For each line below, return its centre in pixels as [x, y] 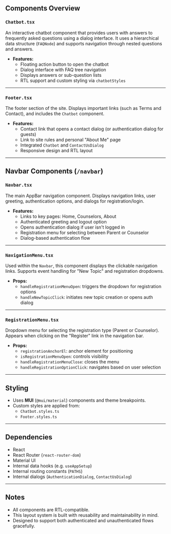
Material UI [24, 460]
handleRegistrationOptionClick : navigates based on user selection [91, 367]
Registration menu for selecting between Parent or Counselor [84, 232]
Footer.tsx [19, 98]
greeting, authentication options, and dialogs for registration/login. [75, 201]
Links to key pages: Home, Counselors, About [68, 216]
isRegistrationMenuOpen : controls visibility [64, 356]
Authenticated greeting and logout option [63, 221]
